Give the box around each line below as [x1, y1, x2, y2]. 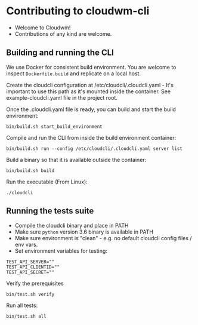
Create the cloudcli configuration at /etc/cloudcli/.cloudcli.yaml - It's [6, 81, 174, 88]
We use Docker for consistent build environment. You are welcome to [6, 63, 177, 70]
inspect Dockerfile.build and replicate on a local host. [6, 70, 141, 77]
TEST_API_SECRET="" [6, 269, 55, 275]
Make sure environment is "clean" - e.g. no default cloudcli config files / [14, 234, 192, 241]
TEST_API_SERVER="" [6, 259, 55, 265]
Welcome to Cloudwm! [14, 24, 71, 31]
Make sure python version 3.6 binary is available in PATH [14, 228, 154, 235]
